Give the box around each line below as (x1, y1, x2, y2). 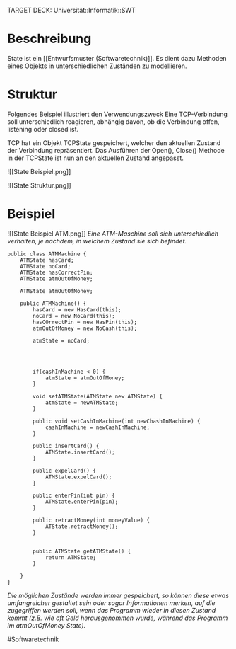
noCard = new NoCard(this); (33, 312, 115, 319)
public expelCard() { (33, 467, 97, 474)
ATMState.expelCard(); (45, 473, 112, 481)
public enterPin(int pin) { (33, 492, 115, 499)
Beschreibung (7, 31, 92, 47)
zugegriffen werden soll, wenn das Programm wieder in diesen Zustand (7, 606, 216, 614)
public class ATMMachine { (7, 251, 87, 258)
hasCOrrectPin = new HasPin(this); (33, 318, 138, 326)
